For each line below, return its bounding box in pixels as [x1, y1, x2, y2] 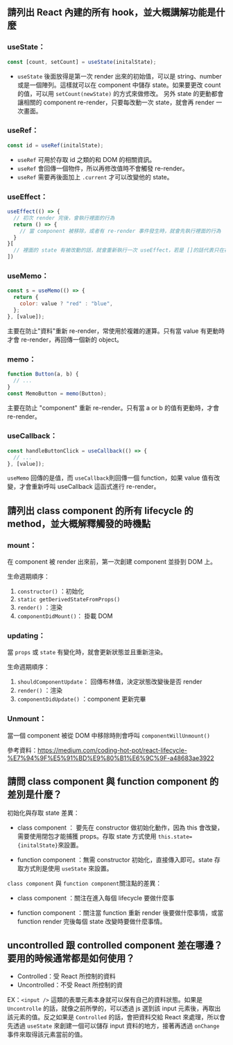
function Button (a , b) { [7, 371, 79, 378]
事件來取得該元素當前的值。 [7, 1030, 87, 1039]
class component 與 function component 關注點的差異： [7, 879, 162, 887]
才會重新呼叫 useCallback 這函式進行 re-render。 [19, 483, 160, 491]
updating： [7, 631, 46, 641]
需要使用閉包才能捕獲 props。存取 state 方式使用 [17, 832, 157, 840]
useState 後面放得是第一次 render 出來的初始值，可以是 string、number [17, 72, 222, 80]
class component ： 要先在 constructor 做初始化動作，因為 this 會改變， [17, 823, 224, 832]
